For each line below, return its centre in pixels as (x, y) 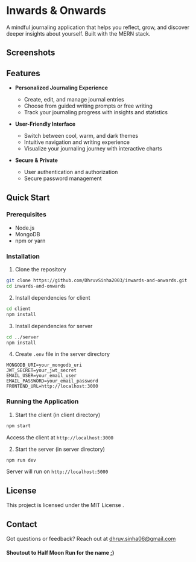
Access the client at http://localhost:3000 (60, 437)
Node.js (25, 228)
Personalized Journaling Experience (62, 88)
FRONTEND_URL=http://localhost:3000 (52, 386)
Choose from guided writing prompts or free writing (88, 106)
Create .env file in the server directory (62, 354)
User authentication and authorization (71, 172)
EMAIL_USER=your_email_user (42, 376)
